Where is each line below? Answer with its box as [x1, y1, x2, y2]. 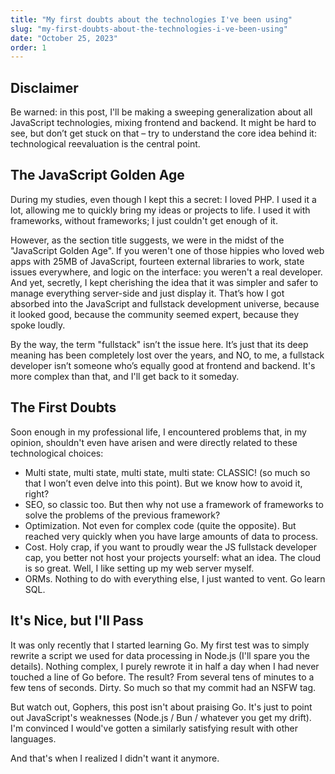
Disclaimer [10, 79, 79, 96]
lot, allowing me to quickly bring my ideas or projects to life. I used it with [10, 204, 311, 216]
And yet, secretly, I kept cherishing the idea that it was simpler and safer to [10, 276, 319, 288]
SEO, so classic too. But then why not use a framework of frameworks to [24, 498, 324, 510]
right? [24, 487, 50, 500]
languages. [10, 732, 57, 745]
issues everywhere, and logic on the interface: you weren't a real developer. [10, 266, 323, 278]
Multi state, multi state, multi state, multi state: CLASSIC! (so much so [24, 466, 311, 478]
